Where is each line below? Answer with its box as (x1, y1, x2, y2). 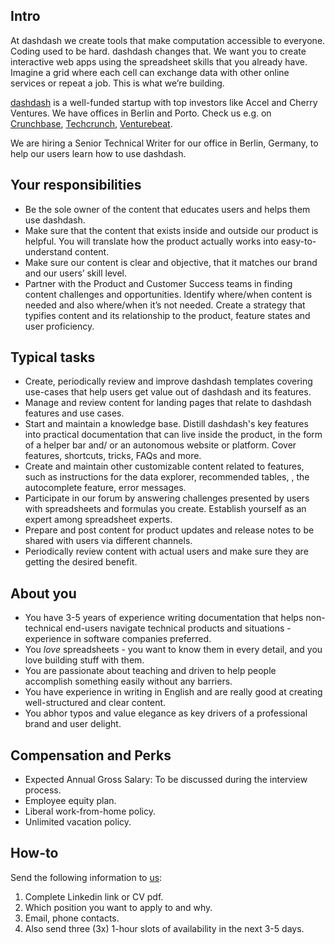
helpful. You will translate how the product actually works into (24, 235, 279, 247)
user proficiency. (24, 320, 95, 332)
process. (24, 784, 62, 796)
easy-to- (280, 235, 317, 247)
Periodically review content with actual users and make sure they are (24, 545, 309, 558)
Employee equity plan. (24, 795, 117, 807)
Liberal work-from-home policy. (24, 805, 156, 818)
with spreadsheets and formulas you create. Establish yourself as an (24, 503, 307, 515)
